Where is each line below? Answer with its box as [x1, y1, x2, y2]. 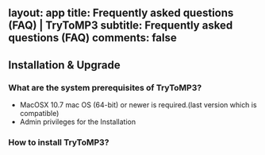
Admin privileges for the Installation [19, 117, 136, 126]
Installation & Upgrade [8, 58, 121, 72]
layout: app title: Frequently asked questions [8, 6, 234, 20]
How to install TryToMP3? [8, 137, 109, 148]
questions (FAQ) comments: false [8, 31, 177, 45]
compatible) [19, 109, 60, 118]
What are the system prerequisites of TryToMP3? [8, 82, 202, 93]
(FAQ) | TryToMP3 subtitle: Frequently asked [8, 19, 233, 33]
